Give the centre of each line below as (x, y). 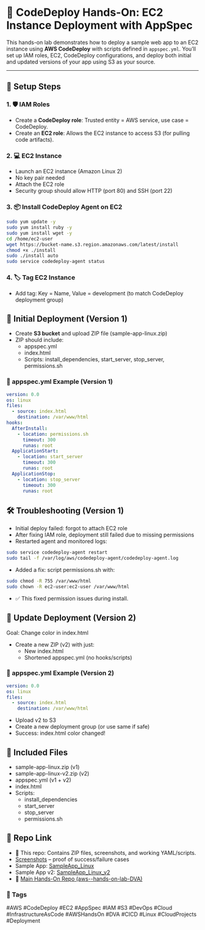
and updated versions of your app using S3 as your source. (81, 62)
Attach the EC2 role (40, 184)
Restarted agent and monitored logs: (61, 541)
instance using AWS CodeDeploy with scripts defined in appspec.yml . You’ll (101, 49)
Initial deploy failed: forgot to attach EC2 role (71, 528)
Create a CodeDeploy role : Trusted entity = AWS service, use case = (102, 120)
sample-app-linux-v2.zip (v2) (52, 773)
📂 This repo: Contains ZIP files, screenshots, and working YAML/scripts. (106, 852)
